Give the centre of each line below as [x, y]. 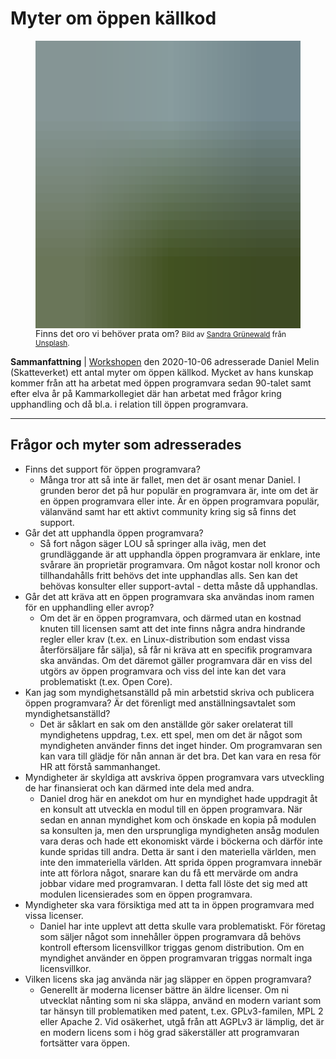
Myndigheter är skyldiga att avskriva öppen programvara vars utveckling [174, 777]
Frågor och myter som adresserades [126, 445]
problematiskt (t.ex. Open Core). [106, 681]
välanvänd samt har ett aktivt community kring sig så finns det [168, 511]
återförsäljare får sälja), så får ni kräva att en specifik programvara [176, 649]
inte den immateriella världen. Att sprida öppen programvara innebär [181, 862]
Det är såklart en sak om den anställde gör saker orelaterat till [166, 724]
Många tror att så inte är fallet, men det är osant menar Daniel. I [170, 479]
